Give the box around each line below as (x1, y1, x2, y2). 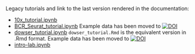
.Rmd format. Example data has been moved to (14, 35, 130, 42)
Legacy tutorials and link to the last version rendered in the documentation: (5, 5, 190, 12)
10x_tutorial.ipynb (14, 16, 58, 23)
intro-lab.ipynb (14, 41, 51, 48)
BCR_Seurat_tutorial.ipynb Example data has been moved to (14, 23, 161, 29)
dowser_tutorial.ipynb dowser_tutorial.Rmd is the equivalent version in (14, 29, 187, 36)
